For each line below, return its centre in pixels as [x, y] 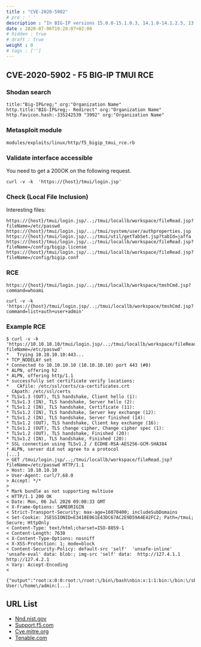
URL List [22, 604]
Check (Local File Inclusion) [47, 197]
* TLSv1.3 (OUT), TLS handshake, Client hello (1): [72, 397]
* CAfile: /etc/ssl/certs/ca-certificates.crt [68, 386]
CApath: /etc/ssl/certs [41, 391]
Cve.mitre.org [32, 631]
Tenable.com [31, 637]
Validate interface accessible [49, 158]
